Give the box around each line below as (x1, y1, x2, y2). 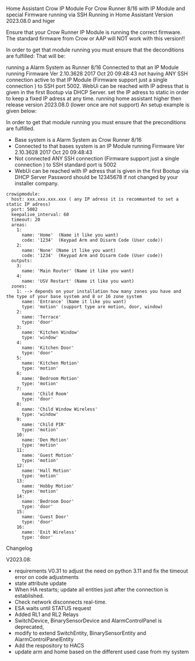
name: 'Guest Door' (21, 514, 69, 520)
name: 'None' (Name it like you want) (21, 248, 116, 254)
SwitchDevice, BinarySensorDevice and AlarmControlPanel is (14, 617, 162, 624)
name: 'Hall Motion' (21, 468, 72, 474)
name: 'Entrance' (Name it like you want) (21, 299, 127, 304)
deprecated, (14, 624, 44, 630)
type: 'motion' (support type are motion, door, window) (21, 304, 163, 310)
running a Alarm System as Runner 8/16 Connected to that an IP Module (6, 64, 179, 71)
